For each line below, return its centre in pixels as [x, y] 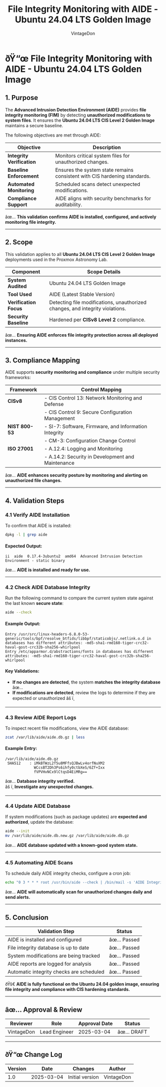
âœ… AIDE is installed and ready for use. [48, 570]
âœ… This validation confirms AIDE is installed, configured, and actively [81, 217]
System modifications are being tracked [54, 956]
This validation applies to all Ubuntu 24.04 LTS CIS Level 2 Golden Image [80, 254]
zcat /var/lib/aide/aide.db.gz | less [45, 738]
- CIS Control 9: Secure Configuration [88, 412]
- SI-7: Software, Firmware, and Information [96, 427]
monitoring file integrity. [31, 222]
